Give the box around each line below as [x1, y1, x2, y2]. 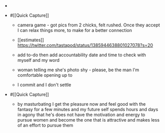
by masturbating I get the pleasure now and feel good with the [17, 101, 146, 107]
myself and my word [17, 57, 60, 63]
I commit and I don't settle [17, 82, 71, 88]
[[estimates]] [17, 37, 44, 43]
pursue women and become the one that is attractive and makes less [17, 117, 160, 123]
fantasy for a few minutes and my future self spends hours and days [17, 107, 158, 112]
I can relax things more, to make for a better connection [17, 27, 132, 33]
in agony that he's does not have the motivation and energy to [17, 112, 145, 118]
